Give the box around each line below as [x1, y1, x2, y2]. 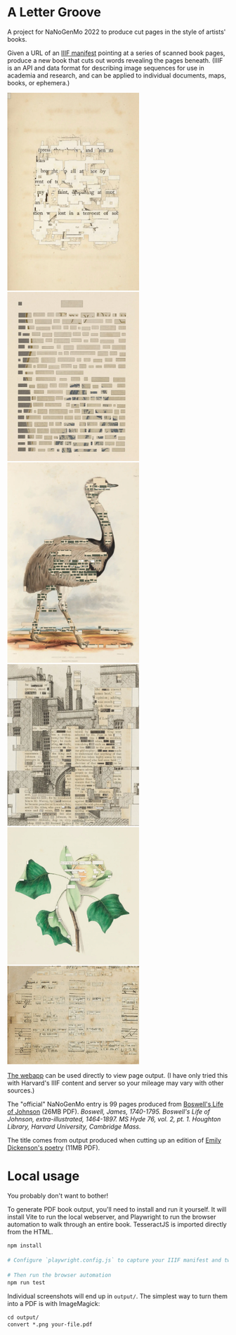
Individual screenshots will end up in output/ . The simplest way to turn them [7, 1291, 228, 1300]
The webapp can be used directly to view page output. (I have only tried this [7, 1071, 228, 1079]
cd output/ [7, 1314, 39, 1321]
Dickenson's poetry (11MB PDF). [7, 1143, 100, 1152]
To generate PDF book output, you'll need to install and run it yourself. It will [7, 1205, 227, 1213]
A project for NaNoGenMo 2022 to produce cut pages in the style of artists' [7, 27, 226, 36]
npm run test [7, 1279, 46, 1286]
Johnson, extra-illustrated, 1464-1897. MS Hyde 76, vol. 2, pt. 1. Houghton [7, 1114, 221, 1123]
